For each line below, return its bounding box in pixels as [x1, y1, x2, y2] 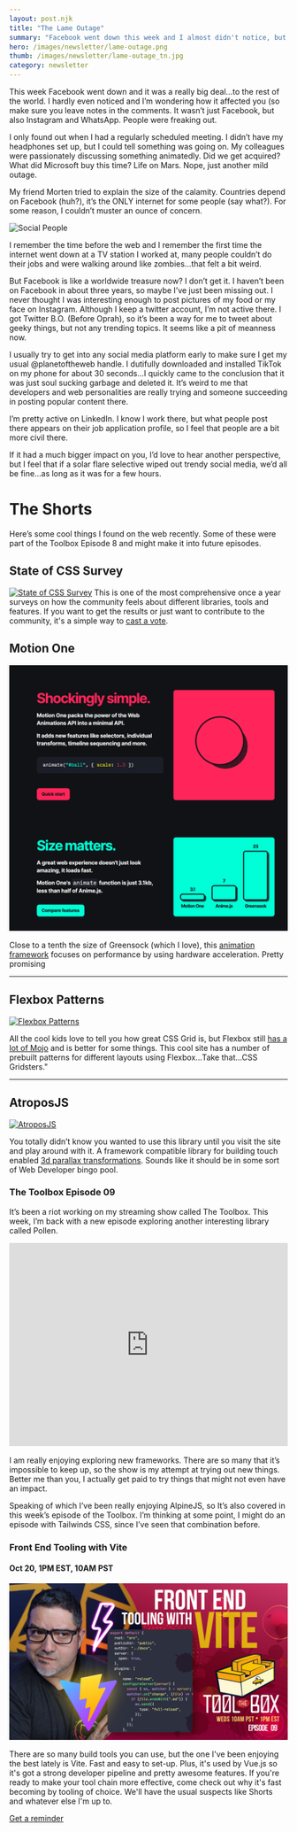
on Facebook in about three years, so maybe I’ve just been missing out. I [9, 285, 274, 296]
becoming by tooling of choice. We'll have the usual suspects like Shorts [9, 1787, 273, 1797]
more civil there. [9, 432, 69, 443]
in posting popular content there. [9, 397, 129, 406]
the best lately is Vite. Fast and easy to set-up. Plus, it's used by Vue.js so [9, 1759, 278, 1769]
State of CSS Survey [9, 563, 124, 579]
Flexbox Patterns [9, 993, 104, 1008]
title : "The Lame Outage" [9, 23, 104, 33]
